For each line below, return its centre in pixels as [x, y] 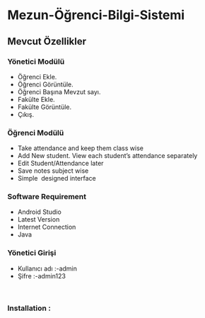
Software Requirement [47, 197]
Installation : [29, 308]
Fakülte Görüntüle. [45, 107]
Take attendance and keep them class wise [80, 148]
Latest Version [39, 220]
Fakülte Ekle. [36, 99]
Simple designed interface [57, 178]
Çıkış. [25, 114]
